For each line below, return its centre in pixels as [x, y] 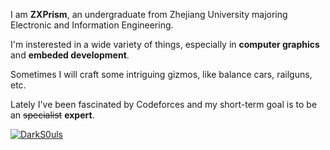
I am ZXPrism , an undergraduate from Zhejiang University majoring [149, 14]
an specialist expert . [52, 115]
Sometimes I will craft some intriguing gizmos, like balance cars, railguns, [161, 74]
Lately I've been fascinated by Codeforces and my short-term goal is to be [164, 104]
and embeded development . [70, 55]
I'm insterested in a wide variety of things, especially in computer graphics [165, 44]
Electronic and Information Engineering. [92, 25]
